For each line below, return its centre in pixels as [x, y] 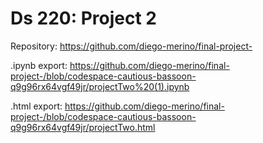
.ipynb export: [39, 65]
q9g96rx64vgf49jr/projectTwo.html [83, 127]
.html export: [36, 106]
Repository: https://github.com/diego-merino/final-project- [131, 46]
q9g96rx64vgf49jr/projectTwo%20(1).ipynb [100, 86]
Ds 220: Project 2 [83, 18]
